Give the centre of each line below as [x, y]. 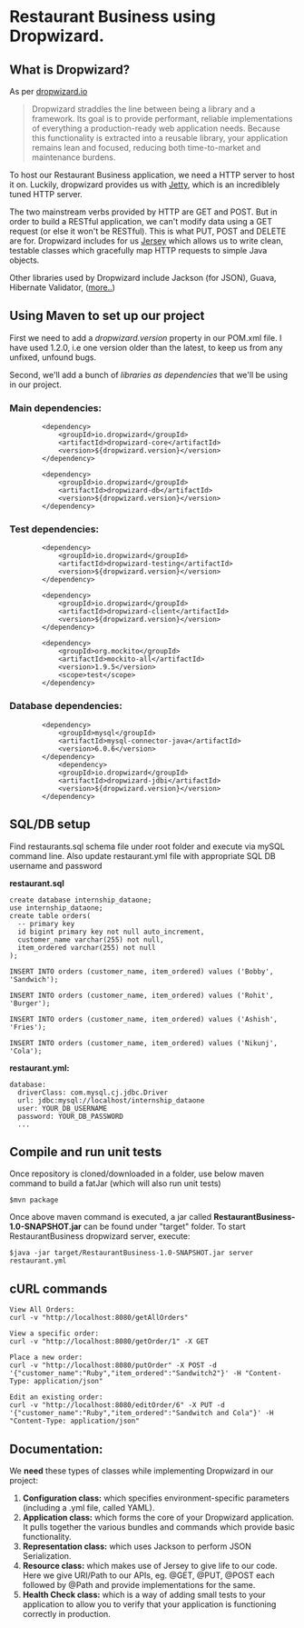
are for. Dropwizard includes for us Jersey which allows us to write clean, [147, 241]
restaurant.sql [37, 883]
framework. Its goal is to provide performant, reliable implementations [162, 119]
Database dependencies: [66, 706]
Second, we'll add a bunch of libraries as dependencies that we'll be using [149, 375]
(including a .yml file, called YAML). [88, 1507]
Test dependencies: [54, 529]
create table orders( [50, 915]
